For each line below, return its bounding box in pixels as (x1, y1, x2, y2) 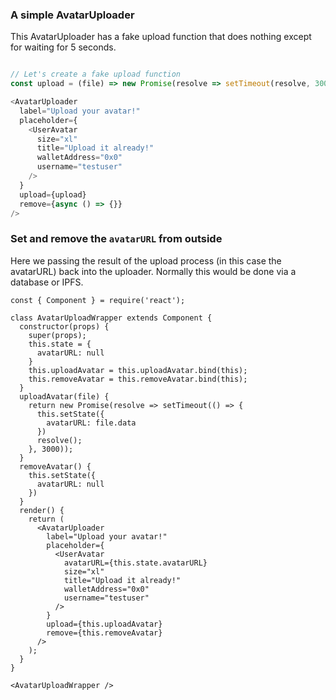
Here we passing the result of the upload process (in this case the (10, 254, 282, 267)
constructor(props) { (19, 321, 110, 332)
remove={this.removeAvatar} (46, 628, 163, 638)
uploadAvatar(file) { (19, 391, 110, 402)
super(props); (28, 330, 87, 340)
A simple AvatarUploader (10, 8, 135, 22)
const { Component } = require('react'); (10, 295, 186, 305)
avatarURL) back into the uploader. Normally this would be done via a (10, 265, 297, 277)
